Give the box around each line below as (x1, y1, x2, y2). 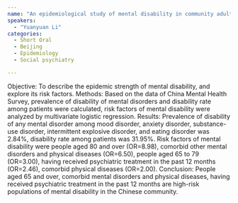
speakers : (7, 17, 37, 24)
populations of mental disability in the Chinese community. (7, 187, 178, 195)
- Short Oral (13, 37, 52, 44)
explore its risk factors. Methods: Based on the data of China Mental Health (7, 89, 227, 98)
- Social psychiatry (13, 57, 74, 64)
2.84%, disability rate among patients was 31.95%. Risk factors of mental (7, 134, 221, 143)
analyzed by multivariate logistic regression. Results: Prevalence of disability (7, 112, 231, 120)
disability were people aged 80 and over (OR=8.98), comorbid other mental (7, 142, 227, 151)
